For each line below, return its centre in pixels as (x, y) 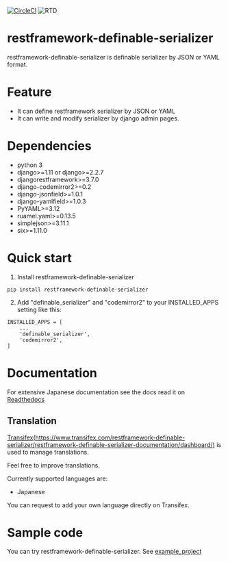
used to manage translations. (48, 452)
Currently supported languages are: (58, 478)
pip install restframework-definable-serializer (78, 290)
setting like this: (39, 309)
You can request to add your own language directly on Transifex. (98, 505)
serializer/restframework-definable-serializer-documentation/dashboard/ (110, 444)
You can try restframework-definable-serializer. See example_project (104, 552)
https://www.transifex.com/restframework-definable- (110, 437)
